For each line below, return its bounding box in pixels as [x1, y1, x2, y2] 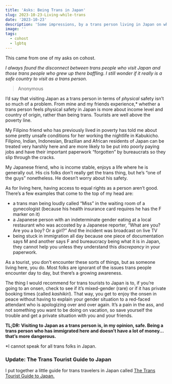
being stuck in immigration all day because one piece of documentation [12, 233, 164, 239]
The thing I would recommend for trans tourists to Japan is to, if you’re [5, 280, 155, 286]
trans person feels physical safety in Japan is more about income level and [5, 106, 163, 112]
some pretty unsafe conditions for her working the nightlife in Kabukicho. [5, 132, 160, 139]
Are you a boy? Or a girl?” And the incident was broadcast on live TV [12, 227, 158, 233]
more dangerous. [18, 333, 56, 339]
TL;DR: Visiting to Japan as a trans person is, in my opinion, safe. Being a [5, 322, 164, 328]
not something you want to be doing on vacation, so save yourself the [5, 307, 153, 313]
